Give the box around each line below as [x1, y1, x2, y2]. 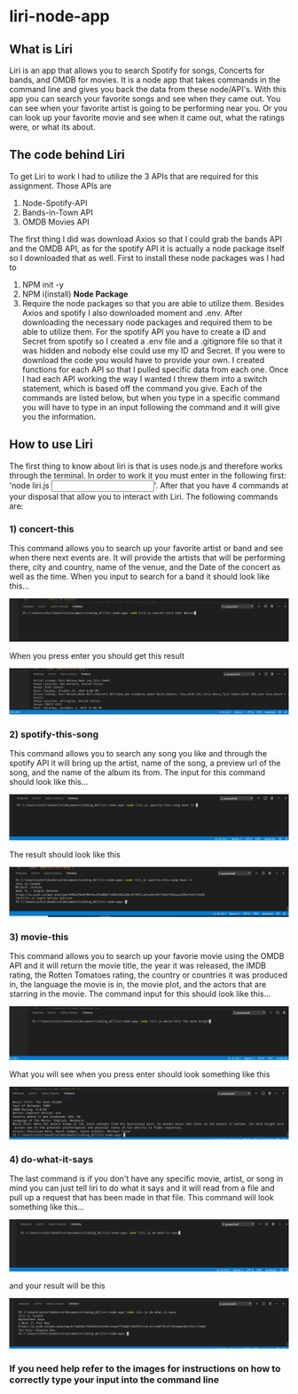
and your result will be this [9, 1280, 106, 1291]
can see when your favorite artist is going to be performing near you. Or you [9, 103, 288, 113]
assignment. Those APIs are [9, 180, 113, 191]
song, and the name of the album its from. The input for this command [9, 767, 266, 778]
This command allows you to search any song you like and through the [9, 748, 268, 759]
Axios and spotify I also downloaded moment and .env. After [21, 307, 243, 318]
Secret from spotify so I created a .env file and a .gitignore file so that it [21, 336, 283, 346]
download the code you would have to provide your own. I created [21, 354, 264, 365]
